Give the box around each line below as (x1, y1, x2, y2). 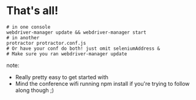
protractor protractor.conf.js (6, 40, 86, 46)
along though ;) (15, 87, 54, 94)
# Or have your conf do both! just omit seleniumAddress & (6, 45, 160, 52)
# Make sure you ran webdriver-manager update (6, 50, 127, 57)
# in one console (6, 24, 51, 30)
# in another (6, 34, 40, 40)
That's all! (6, 4, 59, 18)
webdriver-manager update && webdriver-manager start (6, 29, 147, 36)
